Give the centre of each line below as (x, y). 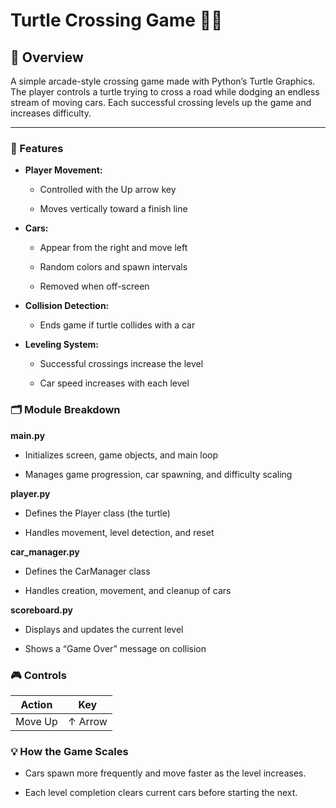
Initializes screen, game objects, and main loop (121, 455)
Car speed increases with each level (114, 383)
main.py (28, 435)
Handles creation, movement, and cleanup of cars (128, 590)
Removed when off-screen (94, 286)
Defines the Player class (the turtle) (97, 513)
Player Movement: (63, 170)
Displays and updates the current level (104, 629)
